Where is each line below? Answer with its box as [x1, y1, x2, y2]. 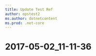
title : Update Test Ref [5, 7, 53, 12]
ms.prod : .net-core [5, 20, 45, 26]
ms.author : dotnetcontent [5, 16, 57, 21]
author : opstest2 [5, 12, 40, 16]
